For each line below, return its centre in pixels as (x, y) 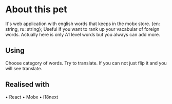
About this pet (36, 9)
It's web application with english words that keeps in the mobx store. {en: (83, 24)
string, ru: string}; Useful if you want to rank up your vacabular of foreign (82, 29)
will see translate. (24, 68)
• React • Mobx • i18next (32, 97)
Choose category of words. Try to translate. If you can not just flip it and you (86, 63)
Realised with (27, 85)
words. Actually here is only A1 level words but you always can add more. (83, 34)
